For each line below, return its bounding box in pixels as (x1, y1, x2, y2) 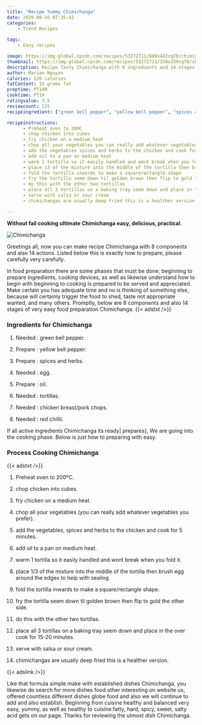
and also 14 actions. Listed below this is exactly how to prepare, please (7, 249, 182, 256)
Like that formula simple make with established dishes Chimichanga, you (7, 680, 186, 687)
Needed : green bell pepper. (15, 334, 85, 341)
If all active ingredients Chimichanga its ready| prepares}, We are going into (7, 427, 194, 434)
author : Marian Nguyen (7, 70, 64, 76)
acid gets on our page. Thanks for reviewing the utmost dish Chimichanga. (7, 712, 191, 719)
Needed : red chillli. (15, 415, 64, 423)
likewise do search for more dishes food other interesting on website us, (7, 687, 185, 694)
